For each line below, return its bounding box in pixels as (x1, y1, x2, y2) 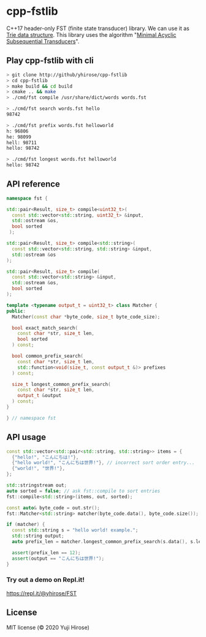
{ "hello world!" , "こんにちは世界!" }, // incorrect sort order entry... (12, 460, 195, 466)
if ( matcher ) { (6, 522, 45, 528)
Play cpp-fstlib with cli (6, 55, 94, 66)
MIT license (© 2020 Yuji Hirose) (6, 623, 90, 631)
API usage (6, 432, 46, 442)
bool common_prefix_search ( (12, 353, 84, 360)
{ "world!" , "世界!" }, (12, 465, 66, 472)
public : (6, 308, 26, 314)
